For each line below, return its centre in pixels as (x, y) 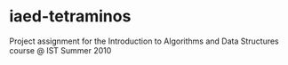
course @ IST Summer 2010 (60, 50)
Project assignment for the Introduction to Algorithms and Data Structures (144, 41)
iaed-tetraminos (70, 16)
